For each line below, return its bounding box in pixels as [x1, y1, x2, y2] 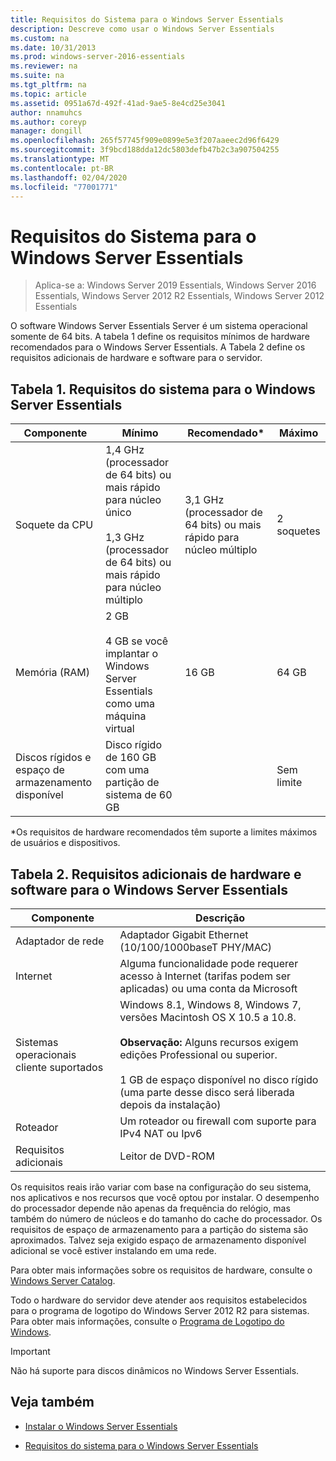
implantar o [104, 647, 159, 661]
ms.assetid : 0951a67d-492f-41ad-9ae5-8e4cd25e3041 [10, 98, 226, 108]
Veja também [10, 1394, 95, 1411]
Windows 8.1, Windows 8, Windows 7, [119, 997, 302, 1011]
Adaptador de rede [15, 934, 105, 948]
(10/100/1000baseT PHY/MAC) [119, 940, 273, 954]
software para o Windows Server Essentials [10, 881, 288, 898]
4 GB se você [104, 634, 169, 648]
